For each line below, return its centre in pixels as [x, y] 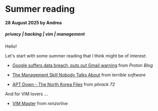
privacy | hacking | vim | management [45, 34]
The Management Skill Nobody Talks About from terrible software [79, 75]
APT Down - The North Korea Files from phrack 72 [63, 84]
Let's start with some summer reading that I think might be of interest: [76, 55]
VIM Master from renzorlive [40, 103]
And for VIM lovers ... [27, 94]
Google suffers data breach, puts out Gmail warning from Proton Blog [83, 65]
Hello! [11, 46]
